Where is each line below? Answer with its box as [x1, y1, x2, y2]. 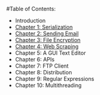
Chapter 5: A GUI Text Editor [15, 49, 86, 57]
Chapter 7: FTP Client [15, 62, 69, 69]
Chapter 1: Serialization [15, 24, 73, 30]
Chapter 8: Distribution [15, 69, 72, 76]
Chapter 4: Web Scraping [15, 43, 79, 50]
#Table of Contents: [6, 5, 56, 12]
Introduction [15, 17, 46, 24]
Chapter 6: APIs [15, 56, 55, 63]
